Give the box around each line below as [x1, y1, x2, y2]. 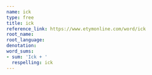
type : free [6, 15, 34, 21]
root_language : [6, 37, 45, 43]
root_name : [6, 31, 34, 37]
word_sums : [6, 48, 34, 54]
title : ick [6, 20, 34, 26]
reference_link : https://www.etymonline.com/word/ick [6, 25, 147, 32]
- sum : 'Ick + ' [6, 54, 48, 60]
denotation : [6, 43, 37, 49]
